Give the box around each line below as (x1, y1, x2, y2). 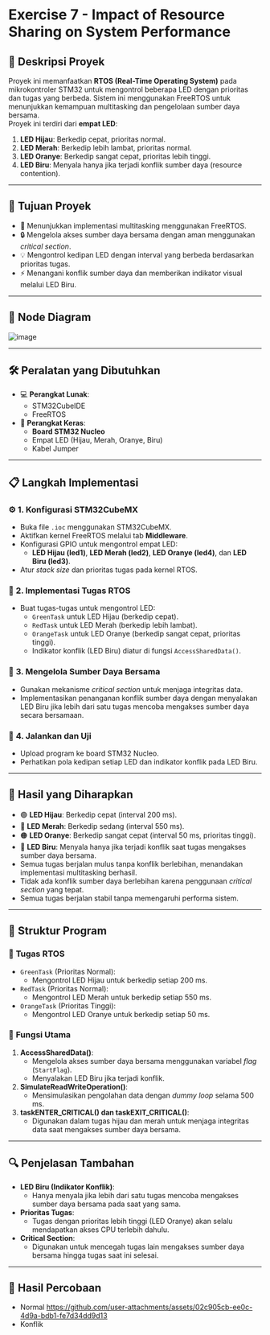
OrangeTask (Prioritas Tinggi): (19, 1000, 117, 1011)
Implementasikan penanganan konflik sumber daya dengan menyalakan (19, 693, 258, 703)
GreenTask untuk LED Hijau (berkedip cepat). (31, 612, 179, 621)
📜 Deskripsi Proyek (8, 55, 105, 68)
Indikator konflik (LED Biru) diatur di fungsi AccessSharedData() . (31, 646, 242, 656)
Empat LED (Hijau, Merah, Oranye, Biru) (31, 435, 163, 445)
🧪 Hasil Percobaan (8, 1281, 102, 1295)
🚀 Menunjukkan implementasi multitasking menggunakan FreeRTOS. (19, 220, 247, 230)
